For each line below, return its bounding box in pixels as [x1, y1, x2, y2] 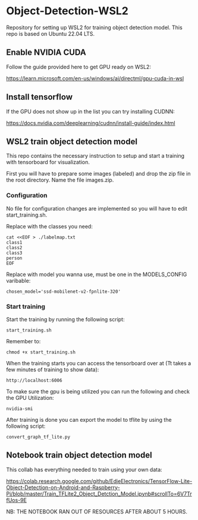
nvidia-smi [6, 406, 33, 412]
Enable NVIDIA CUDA [6, 48, 86, 58]
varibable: [6, 277, 31, 284]
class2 [6, 245, 23, 250]
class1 [6, 239, 23, 245]
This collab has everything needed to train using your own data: [6, 466, 162, 473]
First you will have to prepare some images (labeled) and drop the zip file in [6, 170, 191, 177]
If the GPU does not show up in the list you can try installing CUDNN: [6, 108, 175, 115]
